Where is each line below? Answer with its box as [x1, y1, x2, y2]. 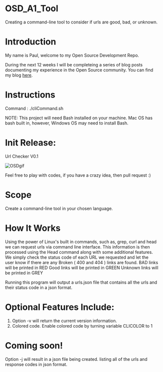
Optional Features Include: [5, 301, 114, 312]
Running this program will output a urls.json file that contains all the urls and [5, 279, 157, 285]
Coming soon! [5, 340, 63, 351]
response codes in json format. [5, 361, 68, 367]
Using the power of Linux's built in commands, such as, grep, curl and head [5, 239, 157, 245]
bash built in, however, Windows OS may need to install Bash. [5, 120, 128, 126]
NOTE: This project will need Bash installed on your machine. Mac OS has [5, 115, 153, 121]
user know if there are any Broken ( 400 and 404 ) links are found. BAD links [5, 259, 158, 265]
